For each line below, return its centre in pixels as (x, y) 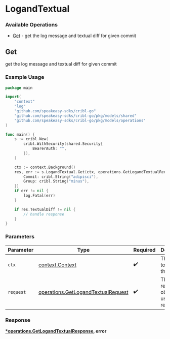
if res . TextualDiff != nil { (45, 209)
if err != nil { (32, 191)
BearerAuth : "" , (49, 149)
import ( (13, 97)
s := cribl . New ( (32, 139)
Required (144, 250)
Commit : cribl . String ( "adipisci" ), (61, 177)
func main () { (20, 134)
